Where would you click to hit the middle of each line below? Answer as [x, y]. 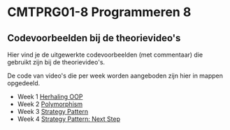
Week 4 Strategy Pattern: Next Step [69, 119]
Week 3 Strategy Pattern [53, 111]
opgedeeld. [24, 83]
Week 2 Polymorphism [50, 104]
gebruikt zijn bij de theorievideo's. [56, 62]
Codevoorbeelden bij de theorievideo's [94, 38]
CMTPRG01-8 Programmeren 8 [99, 12]
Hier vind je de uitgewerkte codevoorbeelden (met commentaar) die [105, 55]
